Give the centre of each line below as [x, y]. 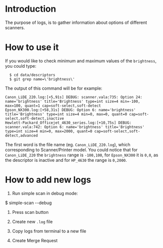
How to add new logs [48, 180]
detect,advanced [21, 135]
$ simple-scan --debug [28, 203]
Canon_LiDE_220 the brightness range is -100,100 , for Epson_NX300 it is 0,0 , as [82, 155]
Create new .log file [32, 221]
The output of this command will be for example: [54, 88]
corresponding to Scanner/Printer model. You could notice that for [71, 150]
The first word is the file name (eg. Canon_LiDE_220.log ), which [68, 144]
